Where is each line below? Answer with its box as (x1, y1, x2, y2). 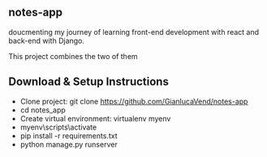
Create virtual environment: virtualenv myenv (19, 113, 171, 123)
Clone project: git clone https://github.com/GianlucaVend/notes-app (19, 96, 248, 106)
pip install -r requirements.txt (19, 130, 118, 140)
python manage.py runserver (19, 139, 118, 149)
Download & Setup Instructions (8, 75, 169, 89)
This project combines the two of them (8, 51, 138, 61)
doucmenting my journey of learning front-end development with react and (8, 27, 260, 36)
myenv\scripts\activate (19, 122, 97, 132)
